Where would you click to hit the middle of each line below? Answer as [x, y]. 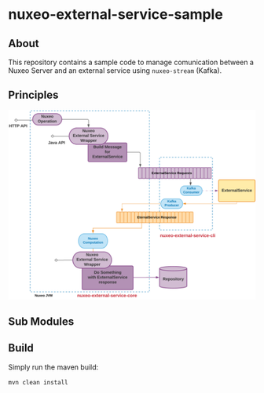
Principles [33, 95]
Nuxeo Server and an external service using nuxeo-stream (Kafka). [115, 71]
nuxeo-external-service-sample [116, 15]
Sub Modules [41, 322]
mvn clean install [38, 382]
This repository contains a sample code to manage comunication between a [131, 62]
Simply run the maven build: [53, 367]
